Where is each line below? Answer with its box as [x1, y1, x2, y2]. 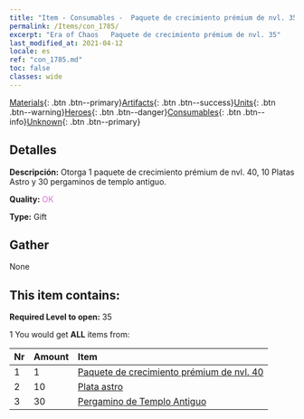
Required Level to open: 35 [9, 311, 113, 322]
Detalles [9, 142, 57, 158]
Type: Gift [9, 211, 47, 222]
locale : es [9, 47, 51, 56]
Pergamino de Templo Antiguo [77, 395, 206, 408]
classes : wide [9, 72, 63, 81]
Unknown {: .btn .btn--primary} [26, 116, 141, 127]
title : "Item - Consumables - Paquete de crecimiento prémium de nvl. [9, 13, 285, 23]
